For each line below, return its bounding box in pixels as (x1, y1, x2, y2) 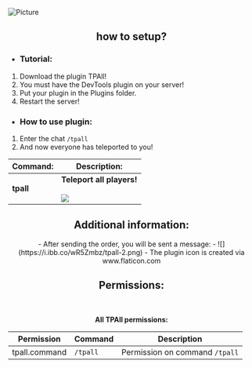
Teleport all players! (61, 173, 138, 184)
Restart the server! (19, 97, 80, 106)
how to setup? (96, 30, 167, 43)
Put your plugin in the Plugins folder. (19, 88, 137, 97)
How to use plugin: (19, 116, 92, 127)
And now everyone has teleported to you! (19, 142, 153, 151)
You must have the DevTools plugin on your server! (19, 79, 185, 89)
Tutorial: (19, 53, 53, 64)
